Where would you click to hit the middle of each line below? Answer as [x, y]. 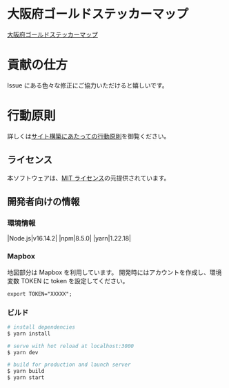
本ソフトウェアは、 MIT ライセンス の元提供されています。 [89, 178]
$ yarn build [26, 371]
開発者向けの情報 [43, 202]
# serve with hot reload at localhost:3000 [71, 346]
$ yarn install [29, 334]
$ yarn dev [23, 352]
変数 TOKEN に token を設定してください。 [68, 280]
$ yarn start [26, 378]
